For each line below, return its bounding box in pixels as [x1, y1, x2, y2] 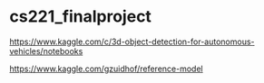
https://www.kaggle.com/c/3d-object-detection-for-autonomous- [9, 36, 256, 47]
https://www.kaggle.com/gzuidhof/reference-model [9, 63, 203, 74]
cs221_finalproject [9, 6, 152, 27]
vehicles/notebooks [9, 45, 83, 56]
